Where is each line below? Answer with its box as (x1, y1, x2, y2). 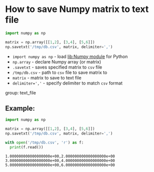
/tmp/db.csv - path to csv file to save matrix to (12, 69, 107, 75)
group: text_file (5, 89, 36, 95)
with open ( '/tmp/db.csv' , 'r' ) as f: (5, 140, 84, 145)
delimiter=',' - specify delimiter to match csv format (12, 80, 123, 86)
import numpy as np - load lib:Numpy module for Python (12, 53, 128, 59)
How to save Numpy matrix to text (5, 3, 149, 15)
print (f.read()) (9, 144, 43, 149)
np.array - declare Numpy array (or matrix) (12, 58, 101, 64)
